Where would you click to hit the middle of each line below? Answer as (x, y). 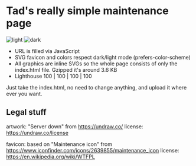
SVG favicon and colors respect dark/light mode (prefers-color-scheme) (102, 57)
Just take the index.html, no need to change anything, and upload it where (97, 87)
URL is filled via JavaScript (47, 51)
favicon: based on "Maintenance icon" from (59, 144)
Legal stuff (26, 112)
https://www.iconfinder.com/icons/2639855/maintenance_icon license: (93, 150)
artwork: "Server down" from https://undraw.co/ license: (75, 126)
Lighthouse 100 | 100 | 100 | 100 (53, 76)
